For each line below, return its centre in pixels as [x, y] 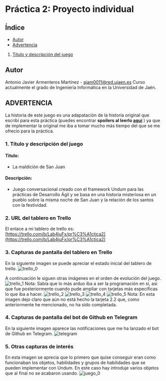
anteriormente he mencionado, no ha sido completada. [61, 304]
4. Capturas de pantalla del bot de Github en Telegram [71, 317]
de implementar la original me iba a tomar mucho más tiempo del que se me [83, 126]
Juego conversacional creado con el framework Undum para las [78, 189]
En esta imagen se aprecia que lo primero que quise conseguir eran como [81, 358]
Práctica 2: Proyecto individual [70, 9]
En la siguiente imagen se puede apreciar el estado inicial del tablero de [79, 263]
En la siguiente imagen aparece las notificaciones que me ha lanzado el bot [82, 328]
